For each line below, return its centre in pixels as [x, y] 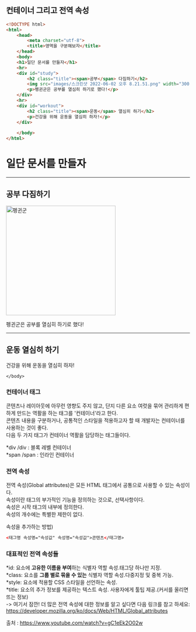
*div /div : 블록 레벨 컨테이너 [39, 447]
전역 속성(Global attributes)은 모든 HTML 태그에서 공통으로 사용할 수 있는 [90, 485]
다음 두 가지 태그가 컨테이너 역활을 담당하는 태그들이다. [68, 435]
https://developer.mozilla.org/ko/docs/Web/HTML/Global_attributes [87, 611]
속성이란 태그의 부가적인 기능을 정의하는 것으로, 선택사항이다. [75, 500]
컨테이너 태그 [23, 392]
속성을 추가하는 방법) [30, 527]
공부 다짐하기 [28, 194]
